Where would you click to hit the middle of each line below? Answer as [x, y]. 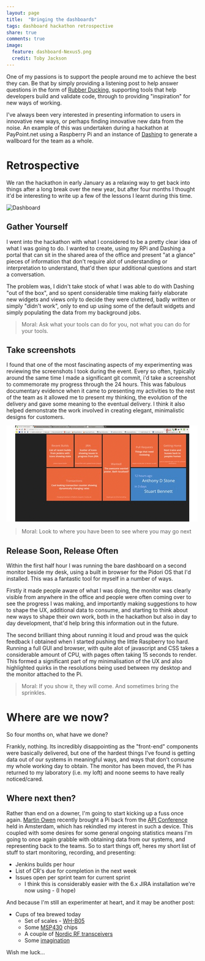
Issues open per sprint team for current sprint [73, 877]
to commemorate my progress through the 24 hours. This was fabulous [96, 385]
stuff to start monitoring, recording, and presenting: [71, 852]
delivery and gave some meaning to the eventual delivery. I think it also [96, 404]
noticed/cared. [25, 779]
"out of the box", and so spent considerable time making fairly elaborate [97, 292]
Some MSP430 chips [51, 927]
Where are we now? [58, 717]
